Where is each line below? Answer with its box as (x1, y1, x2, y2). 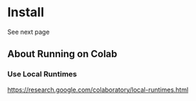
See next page (7, 28, 50, 36)
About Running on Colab (7, 48, 118, 60)
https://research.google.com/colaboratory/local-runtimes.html (7, 85, 189, 94)
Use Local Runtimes (7, 69, 78, 79)
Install (7, 4, 45, 20)
